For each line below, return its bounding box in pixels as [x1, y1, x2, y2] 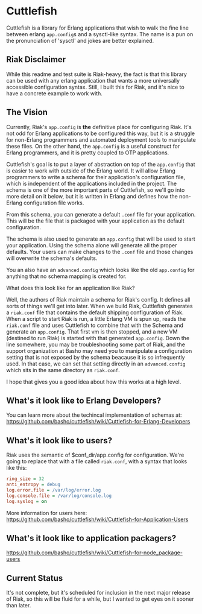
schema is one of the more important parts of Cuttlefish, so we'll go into [6, 186, 185, 194]
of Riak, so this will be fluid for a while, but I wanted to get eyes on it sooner [6, 595, 194, 603]
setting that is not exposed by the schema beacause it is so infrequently [6, 353, 185, 361]
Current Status [6, 573, 63, 583]
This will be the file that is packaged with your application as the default [6, 217, 185, 224]
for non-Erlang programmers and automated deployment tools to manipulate [6, 136, 196, 143]
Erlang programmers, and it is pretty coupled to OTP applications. [6, 149, 169, 156]
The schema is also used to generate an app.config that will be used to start [6, 235, 196, 242]
